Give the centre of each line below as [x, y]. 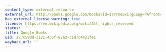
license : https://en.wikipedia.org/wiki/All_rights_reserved [69, 24]
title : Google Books [26, 33]
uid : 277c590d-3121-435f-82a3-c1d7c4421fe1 [51, 38]
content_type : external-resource [40, 10]
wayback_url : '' [22, 42]
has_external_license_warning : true [43, 19]
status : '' [16, 28]
